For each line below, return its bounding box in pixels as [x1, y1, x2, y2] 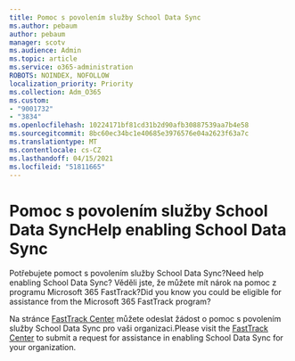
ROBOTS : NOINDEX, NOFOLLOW [9, 71, 110, 80]
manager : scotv [9, 37, 66, 47]
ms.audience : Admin [9, 46, 82, 55]
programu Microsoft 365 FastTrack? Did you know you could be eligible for [9, 287, 283, 298]
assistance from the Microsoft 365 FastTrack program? [9, 296, 211, 308]
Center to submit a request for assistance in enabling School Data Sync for [9, 332, 283, 343]
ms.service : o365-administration [9, 63, 134, 72]
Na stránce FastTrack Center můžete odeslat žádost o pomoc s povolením [9, 314, 282, 324]
